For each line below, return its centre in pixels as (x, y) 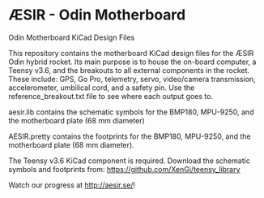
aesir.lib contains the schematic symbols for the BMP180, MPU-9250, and (131, 112)
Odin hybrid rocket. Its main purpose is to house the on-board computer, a (132, 62)
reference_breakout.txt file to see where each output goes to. (111, 96)
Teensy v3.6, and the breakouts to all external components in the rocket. (129, 70)
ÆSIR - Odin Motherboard (97, 15)
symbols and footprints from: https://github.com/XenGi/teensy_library (124, 169)
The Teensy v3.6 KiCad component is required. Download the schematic (130, 161)
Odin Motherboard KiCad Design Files (72, 37)
